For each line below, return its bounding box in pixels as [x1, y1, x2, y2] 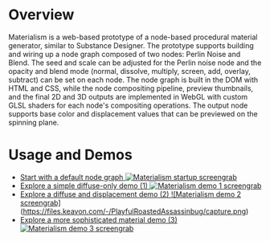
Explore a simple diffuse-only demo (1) [19, 181, 149, 190]
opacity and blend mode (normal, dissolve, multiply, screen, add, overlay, [8, 66, 251, 76]
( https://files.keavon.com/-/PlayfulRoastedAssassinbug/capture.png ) [19, 206, 249, 216]
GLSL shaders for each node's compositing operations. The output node [8, 100, 248, 110]
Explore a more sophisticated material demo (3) [19, 214, 178, 224]
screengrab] [19, 198, 62, 207]
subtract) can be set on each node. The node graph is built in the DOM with [8, 75, 259, 84]
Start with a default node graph [19, 172, 124, 182]
